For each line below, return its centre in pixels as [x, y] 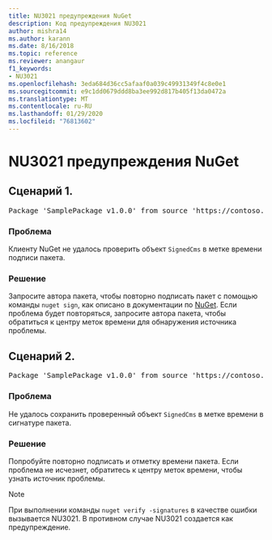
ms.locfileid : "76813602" [52, 122]
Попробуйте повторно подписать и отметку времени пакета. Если [123, 461]
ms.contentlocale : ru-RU [50, 106]
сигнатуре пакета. [40, 422]
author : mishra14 [38, 31]
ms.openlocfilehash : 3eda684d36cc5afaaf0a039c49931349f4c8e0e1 [117, 84]
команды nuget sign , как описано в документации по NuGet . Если [123, 305]
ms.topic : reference [43, 54]
